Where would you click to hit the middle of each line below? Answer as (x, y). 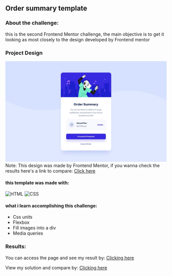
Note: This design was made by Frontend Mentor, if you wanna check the (83, 165)
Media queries (28, 233)
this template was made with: (37, 182)
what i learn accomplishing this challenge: (51, 205)
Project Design (24, 53)
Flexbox (21, 222)
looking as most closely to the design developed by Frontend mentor (78, 39)
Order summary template (46, 8)
